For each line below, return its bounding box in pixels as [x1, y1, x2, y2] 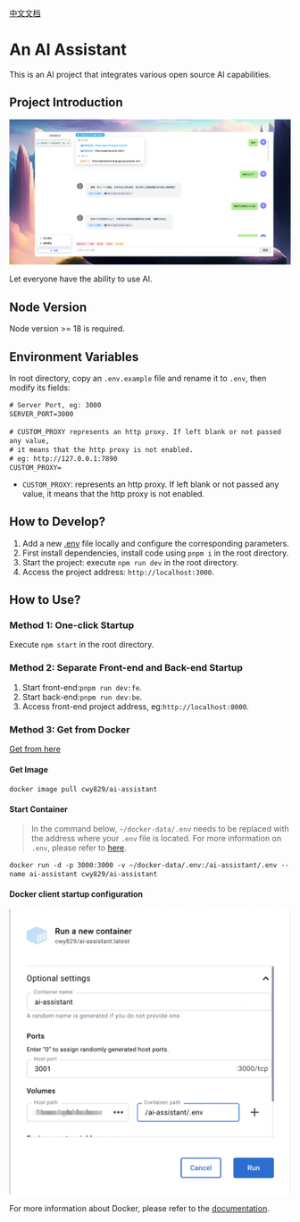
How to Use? [9, 592, 81, 607]
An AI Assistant [9, 39, 127, 60]
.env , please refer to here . [30, 842, 127, 853]
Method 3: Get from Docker [9, 723, 130, 735]
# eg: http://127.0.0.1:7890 [9, 454, 118, 463]
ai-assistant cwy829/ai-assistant [29, 870, 158, 879]
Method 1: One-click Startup [9, 619, 135, 632]
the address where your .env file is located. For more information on [30, 833, 282, 844]
